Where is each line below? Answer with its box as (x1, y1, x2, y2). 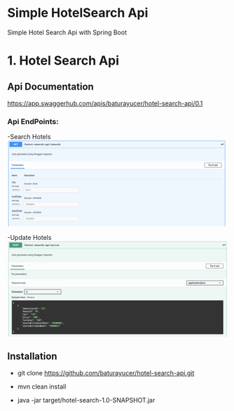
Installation (7, 351, 57, 363)
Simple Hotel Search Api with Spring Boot (7, 28, 128, 36)
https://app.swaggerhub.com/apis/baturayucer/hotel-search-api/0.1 (7, 99, 203, 107)
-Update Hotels (7, 234, 52, 242)
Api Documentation (7, 81, 95, 93)
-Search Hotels (7, 133, 51, 141)
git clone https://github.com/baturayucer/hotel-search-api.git (17, 369, 195, 377)
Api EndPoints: (7, 116, 59, 126)
